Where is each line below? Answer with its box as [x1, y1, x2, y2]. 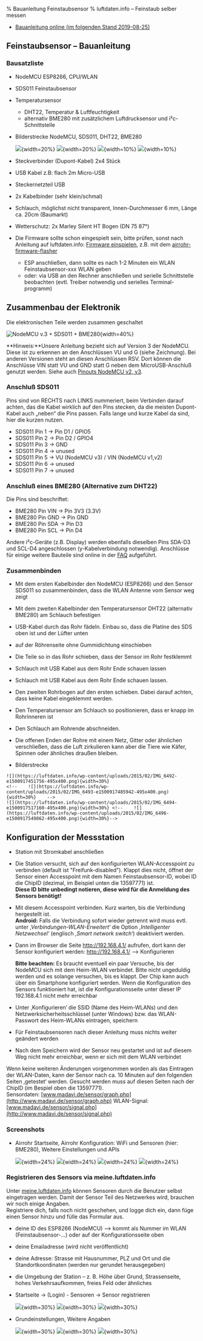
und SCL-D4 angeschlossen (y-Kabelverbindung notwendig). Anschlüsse [6, 545, 190, 552]
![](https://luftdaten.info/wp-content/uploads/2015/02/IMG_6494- [6, 800, 178, 806]
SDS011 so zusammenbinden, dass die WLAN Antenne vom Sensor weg [15, 587, 195, 594]
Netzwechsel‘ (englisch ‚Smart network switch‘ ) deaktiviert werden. [15, 930, 185, 937]
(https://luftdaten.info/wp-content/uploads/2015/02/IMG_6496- [6, 810, 170, 816]
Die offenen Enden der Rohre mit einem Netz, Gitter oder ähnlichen [15, 737, 183, 744]
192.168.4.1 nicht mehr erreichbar [15, 992, 98, 1000]
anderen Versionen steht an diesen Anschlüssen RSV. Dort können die [6, 355, 182, 362]
